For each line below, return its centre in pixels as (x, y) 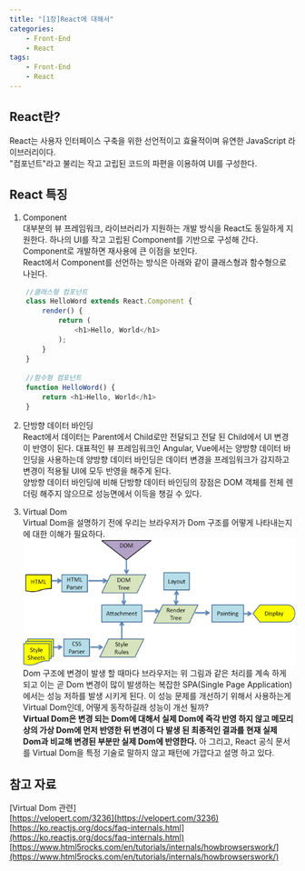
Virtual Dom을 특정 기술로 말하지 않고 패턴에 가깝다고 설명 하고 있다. (153, 753)
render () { (63, 311)
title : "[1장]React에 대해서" (62, 19)
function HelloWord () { (71, 388)
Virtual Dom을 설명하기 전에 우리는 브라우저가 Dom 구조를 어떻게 (138, 522)
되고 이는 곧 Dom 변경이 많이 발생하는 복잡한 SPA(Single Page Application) (157, 685)
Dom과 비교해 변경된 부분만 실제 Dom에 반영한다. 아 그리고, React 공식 (148, 742)
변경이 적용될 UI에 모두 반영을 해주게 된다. (97, 471)
